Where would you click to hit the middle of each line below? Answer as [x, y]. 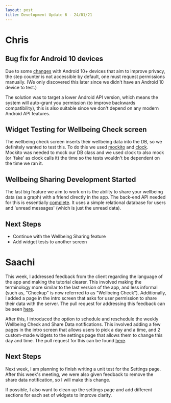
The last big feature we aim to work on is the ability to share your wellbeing [84, 192]
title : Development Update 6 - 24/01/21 [49, 15]
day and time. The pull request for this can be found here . [66, 340]
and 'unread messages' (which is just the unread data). [63, 208]
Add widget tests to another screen [50, 242]
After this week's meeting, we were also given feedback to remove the [79, 374]
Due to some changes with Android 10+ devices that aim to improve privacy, [85, 71]
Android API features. [28, 113]
